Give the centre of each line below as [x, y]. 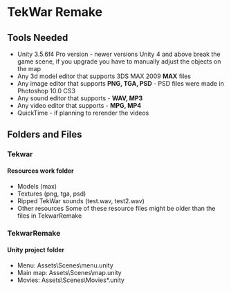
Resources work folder [40, 171]
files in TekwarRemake [49, 216]
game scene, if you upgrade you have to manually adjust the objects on [119, 62]
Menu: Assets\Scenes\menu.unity [65, 265]
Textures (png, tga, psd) [52, 194]
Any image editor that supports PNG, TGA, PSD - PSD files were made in [121, 83]
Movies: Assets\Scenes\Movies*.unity [71, 280]
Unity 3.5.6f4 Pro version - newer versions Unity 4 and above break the [119, 54]
